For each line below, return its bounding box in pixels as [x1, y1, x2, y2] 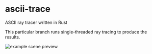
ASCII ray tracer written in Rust [5, 19, 68, 25]
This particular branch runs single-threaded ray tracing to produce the [5, 29, 147, 35]
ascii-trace [5, 3, 51, 15]
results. [5, 34, 21, 40]
